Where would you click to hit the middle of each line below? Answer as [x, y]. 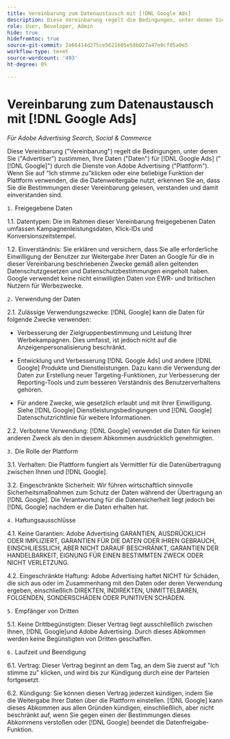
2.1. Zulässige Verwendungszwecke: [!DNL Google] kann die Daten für [106, 312]
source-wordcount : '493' [42, 58]
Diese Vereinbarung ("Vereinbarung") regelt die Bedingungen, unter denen [112, 151]
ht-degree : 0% [27, 64]
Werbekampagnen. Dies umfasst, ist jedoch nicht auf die [97, 340]
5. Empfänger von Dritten [43, 611]
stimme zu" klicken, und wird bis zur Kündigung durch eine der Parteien [108, 673]
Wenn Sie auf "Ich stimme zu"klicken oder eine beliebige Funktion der [105, 173]
